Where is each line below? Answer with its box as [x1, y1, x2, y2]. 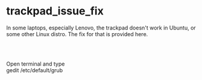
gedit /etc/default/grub [6, 66, 63, 73]
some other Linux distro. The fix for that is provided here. [6, 30, 148, 37]
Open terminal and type [6, 60, 65, 67]
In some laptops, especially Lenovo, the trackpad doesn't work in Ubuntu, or [6, 24, 196, 31]
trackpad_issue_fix [6, 4, 104, 18]
